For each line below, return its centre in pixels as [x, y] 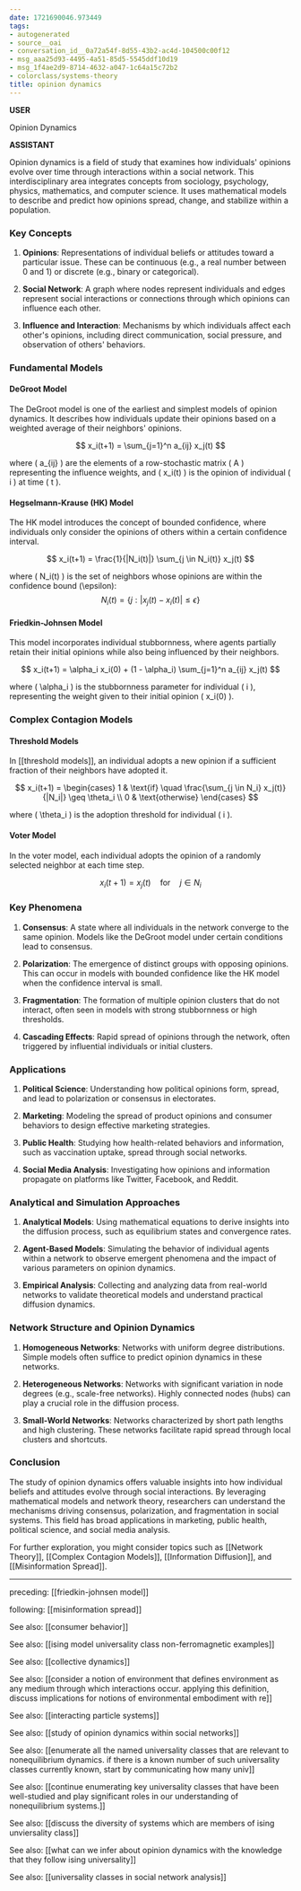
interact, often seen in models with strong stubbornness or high [139, 1010]
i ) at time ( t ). [35, 482]
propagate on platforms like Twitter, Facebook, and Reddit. [130, 1179]
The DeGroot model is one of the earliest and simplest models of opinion [143, 409]
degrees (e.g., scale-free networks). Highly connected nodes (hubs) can [156, 1393]
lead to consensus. [57, 946]
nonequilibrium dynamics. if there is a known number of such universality [145, 1759]
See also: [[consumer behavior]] [69, 1626]
